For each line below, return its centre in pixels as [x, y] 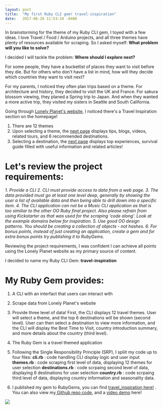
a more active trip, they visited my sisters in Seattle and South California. [78, 102]
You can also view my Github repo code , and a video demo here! [77, 392]
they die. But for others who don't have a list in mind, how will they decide [79, 72]
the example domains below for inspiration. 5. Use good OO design [72, 221]
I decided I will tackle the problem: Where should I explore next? [70, 57]
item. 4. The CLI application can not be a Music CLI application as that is [78, 206]
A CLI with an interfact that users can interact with [62, 294]
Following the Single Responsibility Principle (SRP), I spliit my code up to [84, 352]
